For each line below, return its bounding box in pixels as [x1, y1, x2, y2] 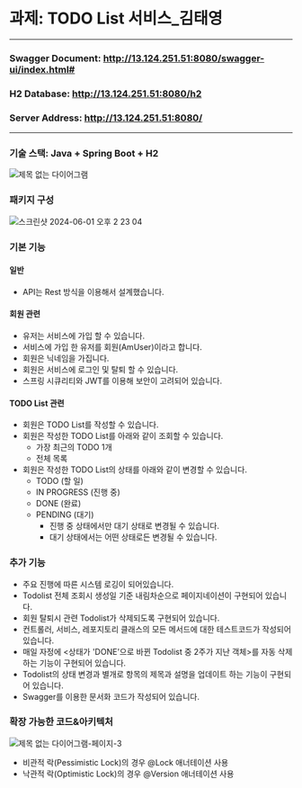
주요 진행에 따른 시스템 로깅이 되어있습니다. [22, 578, 174, 589]
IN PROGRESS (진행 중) [35, 487, 121, 497]
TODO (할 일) [35, 476, 84, 487]
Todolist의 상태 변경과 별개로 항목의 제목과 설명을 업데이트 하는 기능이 [22, 668, 268, 679]
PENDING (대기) [35, 509, 94, 520]
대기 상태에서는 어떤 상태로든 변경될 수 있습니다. [49, 532, 218, 542]
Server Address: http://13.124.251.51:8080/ [9, 112, 203, 124]
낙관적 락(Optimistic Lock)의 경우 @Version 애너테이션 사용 [22, 768, 235, 779]
